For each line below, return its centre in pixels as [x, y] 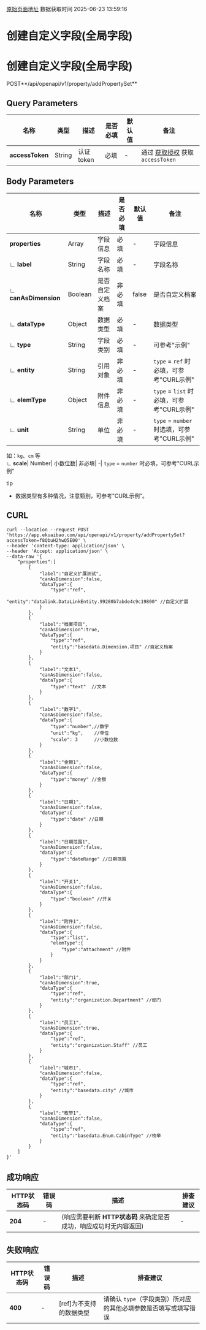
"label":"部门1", [60, 977]
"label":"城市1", [60, 1068]
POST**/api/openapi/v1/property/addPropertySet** [72, 84]
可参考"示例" [171, 345]
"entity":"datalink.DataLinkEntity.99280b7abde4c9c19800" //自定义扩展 [97, 602]
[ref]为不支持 [78, 1304]
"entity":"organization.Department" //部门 [105, 1000]
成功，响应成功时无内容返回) [102, 1226]
